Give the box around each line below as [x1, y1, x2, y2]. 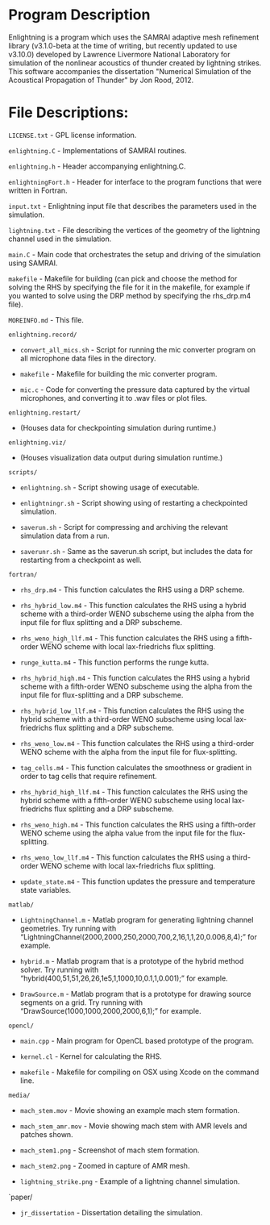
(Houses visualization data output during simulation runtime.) [19, 452, 223, 462]
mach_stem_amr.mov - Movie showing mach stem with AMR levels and [19, 1121, 247, 1131]
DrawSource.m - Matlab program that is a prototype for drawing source [19, 989, 251, 998]
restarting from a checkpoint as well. [19, 555, 143, 565]
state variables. [19, 885, 72, 894]
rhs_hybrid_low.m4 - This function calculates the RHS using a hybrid [19, 600, 247, 610]
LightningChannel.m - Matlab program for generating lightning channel [19, 915, 254, 924]
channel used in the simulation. [8, 234, 112, 244]
